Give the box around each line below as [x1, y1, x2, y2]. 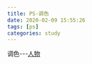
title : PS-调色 [7, 10, 49, 17]
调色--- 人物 [7, 49, 40, 58]
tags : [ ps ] [7, 23, 39, 30]
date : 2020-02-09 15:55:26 [7, 17, 86, 24]
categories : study [7, 29, 61, 37]
